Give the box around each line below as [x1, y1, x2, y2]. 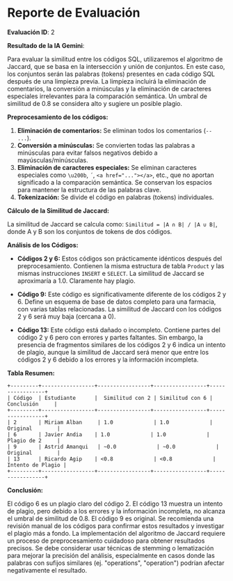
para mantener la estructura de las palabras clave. [17, 185, 161, 194]
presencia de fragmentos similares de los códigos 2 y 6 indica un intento [17, 340, 226, 349]
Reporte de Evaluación [7, 5, 140, 21]
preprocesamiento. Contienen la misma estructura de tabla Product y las [17, 261, 225, 270]
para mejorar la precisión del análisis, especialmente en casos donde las [7, 551, 216, 559]
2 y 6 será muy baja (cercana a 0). [17, 312, 116, 320]
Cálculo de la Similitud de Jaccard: [7, 206, 110, 215]
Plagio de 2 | [7, 437, 61, 444]
